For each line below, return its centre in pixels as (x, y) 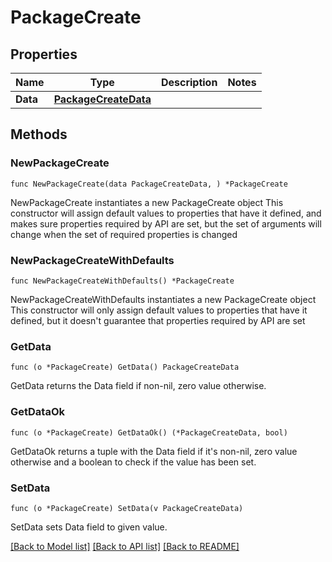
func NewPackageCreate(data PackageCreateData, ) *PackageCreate (149, 184)
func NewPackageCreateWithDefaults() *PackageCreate (122, 281)
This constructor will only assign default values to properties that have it (159, 310)
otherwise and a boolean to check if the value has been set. (133, 462)
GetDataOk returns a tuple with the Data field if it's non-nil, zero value (154, 451)
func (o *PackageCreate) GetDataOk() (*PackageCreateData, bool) (149, 432)
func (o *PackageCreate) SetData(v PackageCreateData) (127, 508)
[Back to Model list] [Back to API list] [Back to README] (125, 546)
